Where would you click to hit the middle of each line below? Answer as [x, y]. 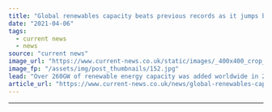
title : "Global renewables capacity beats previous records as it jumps [134, 16]
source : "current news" [49, 54]
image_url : [27, 62]
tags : [17, 31]
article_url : [30, 84]
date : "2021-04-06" [41, 24]
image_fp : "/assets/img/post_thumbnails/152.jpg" [94, 69]
